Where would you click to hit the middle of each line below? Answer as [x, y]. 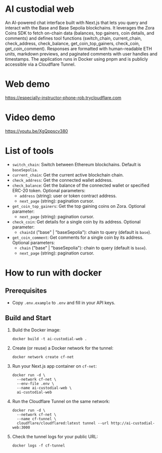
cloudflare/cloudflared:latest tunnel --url [63, 423]
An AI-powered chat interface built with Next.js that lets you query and [76, 23]
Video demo [30, 117]
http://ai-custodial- [133, 423]
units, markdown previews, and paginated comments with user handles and [81, 54]
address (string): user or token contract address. [68, 196]
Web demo [27, 84]
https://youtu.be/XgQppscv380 [37, 131]
